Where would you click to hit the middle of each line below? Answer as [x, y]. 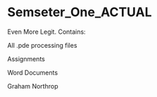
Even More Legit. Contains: [46, 32]
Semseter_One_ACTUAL [80, 12]
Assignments [26, 59]
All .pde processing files [42, 45]
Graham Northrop [33, 86]
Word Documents [33, 72]
